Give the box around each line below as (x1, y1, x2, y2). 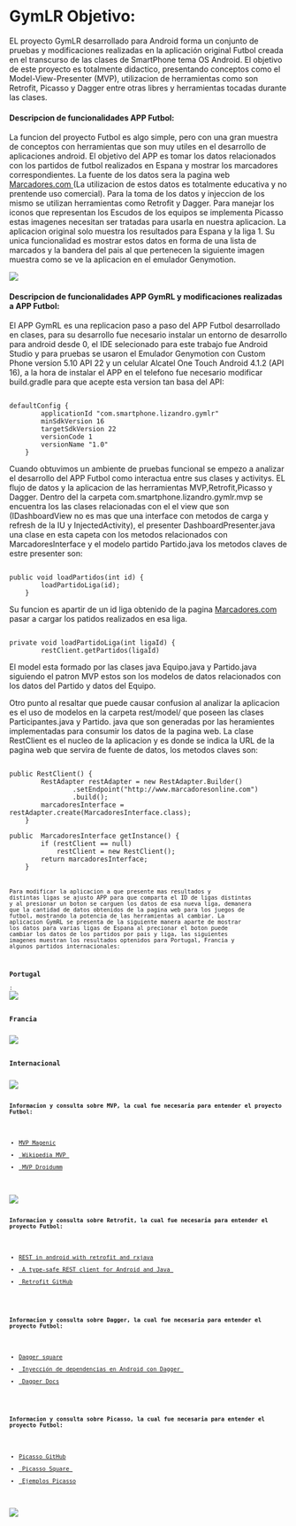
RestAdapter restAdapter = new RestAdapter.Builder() (41, 778, 243, 786)
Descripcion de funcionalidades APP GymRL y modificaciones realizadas (9, 290, 283, 302)
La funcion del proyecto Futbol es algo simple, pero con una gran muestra (9, 132, 278, 143)
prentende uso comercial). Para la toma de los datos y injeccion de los (9, 189, 265, 199)
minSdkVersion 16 (41, 417, 104, 426)
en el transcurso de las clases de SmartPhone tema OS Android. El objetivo (9, 54, 283, 65)
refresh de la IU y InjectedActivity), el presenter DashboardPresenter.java (9, 520, 276, 531)
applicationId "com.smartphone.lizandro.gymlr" (41, 409, 219, 418)
